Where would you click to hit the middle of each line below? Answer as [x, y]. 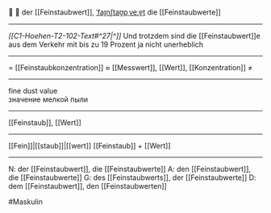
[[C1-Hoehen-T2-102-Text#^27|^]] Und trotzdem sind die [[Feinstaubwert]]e [134, 36]
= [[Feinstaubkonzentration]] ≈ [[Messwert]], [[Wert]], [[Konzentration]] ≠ [130, 67]
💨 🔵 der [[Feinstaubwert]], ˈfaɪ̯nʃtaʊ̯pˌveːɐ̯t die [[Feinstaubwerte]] [115, 12]
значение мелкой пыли [48, 99]
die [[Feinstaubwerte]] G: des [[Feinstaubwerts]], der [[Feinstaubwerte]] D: [132, 177]
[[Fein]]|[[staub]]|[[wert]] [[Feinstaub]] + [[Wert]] [90, 146]
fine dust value [33, 91]
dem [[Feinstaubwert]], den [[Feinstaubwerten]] [88, 186]
